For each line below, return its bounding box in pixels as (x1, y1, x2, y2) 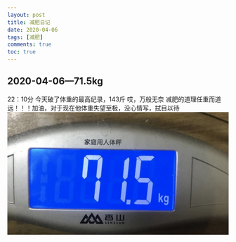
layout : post (7, 11, 46, 18)
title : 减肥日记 (7, 18, 51, 26)
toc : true (7, 49, 37, 56)
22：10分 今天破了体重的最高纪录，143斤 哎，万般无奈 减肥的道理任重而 (7, 95, 216, 103)
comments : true (7, 41, 52, 49)
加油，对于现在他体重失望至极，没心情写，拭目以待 (31, 103, 180, 112)
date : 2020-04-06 (7, 26, 58, 33)
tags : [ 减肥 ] (7, 34, 44, 41)
